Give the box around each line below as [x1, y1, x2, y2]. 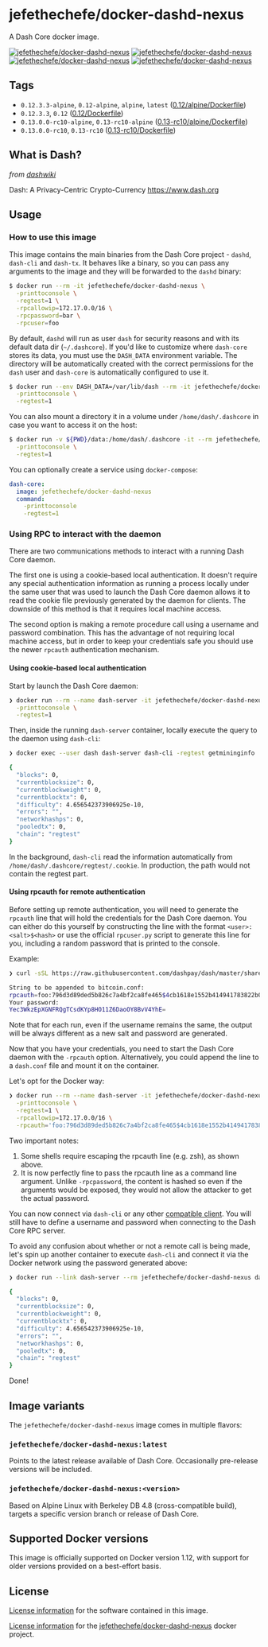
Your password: [9, 998, 60, 1007]
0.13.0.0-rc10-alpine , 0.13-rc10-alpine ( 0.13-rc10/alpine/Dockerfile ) [20, 117, 249, 126]
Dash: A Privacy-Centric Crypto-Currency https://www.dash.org [9, 185, 219, 194]
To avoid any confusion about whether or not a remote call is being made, [9, 1241, 251, 1250]
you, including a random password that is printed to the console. [9, 938, 220, 948]
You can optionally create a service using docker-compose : [9, 464, 198, 474]
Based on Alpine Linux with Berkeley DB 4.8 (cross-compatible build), [9, 1501, 237, 1510]
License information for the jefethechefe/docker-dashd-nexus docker [9, 1621, 237, 1631]
